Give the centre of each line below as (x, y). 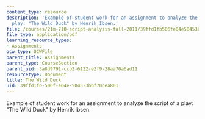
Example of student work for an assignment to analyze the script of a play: (100, 103)
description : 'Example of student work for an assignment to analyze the (102, 18)
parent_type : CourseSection (42, 63)
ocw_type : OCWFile (30, 52)
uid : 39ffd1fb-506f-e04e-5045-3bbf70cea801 (63, 86)
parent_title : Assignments (41, 57)
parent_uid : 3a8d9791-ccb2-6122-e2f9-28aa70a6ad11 (72, 69)
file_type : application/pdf (42, 35)
